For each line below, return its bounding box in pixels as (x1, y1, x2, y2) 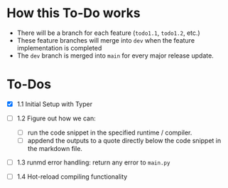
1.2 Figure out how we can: (16, 114, 97, 122)
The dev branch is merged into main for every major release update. (16, 51, 214, 60)
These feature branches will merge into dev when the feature (16, 36, 195, 44)
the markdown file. (27, 145, 83, 153)
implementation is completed (16, 43, 102, 52)
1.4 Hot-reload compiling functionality (16, 172, 128, 181)
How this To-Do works (6, 5, 141, 21)
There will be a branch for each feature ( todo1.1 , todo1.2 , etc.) (16, 28, 200, 37)
